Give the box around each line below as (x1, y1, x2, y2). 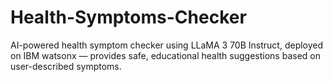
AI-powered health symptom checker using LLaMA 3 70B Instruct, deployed (10, 39, 324, 51)
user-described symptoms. (10, 60, 122, 72)
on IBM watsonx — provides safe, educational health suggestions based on (10, 49, 321, 61)
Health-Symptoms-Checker (10, 6, 247, 29)
